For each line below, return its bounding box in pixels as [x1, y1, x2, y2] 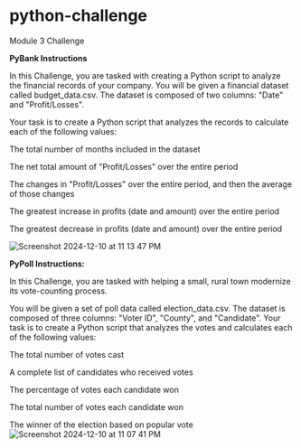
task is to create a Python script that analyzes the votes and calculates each [9, 322, 293, 332]
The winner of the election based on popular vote [9, 419, 194, 430]
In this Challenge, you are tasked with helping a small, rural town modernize [9, 275, 291, 286]
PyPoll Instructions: [9, 258, 85, 269]
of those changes [9, 188, 75, 199]
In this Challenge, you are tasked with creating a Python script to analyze [9, 70, 281, 81]
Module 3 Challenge [9, 35, 85, 46]
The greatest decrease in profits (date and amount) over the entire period [9, 223, 283, 234]
